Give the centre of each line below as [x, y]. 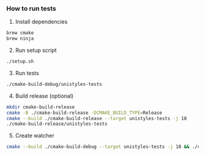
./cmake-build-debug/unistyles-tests [54, 84]
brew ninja [20, 39]
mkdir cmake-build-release [41, 107]
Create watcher [35, 136]
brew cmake [20, 33]
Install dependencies [41, 22]
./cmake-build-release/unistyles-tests [57, 124]
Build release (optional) [44, 96]
